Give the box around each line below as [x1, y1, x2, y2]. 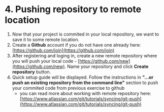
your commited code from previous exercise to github [12, 85, 125, 91]
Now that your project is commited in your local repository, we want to [12, 31, 159, 37]
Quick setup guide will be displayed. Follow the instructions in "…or [12, 74, 154, 80]
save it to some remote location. [12, 36, 80, 43]
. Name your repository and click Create [64, 63, 149, 69]
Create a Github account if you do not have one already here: [12, 42, 141, 48]
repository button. [12, 68, 51, 74]
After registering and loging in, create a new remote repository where [12, 52, 157, 59]
